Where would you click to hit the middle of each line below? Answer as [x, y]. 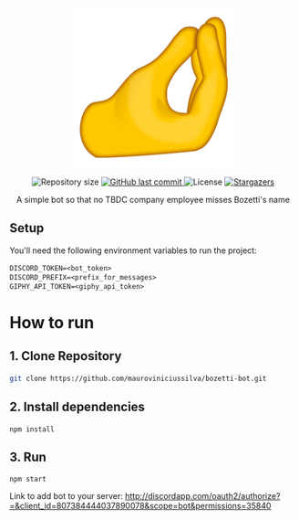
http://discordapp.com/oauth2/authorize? [202, 496]
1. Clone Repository [66, 356]
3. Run [28, 456]
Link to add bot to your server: [66, 496]
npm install [32, 429]
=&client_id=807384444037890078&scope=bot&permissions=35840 [140, 506]
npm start [28, 479]
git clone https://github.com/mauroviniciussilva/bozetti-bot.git [138, 378]
